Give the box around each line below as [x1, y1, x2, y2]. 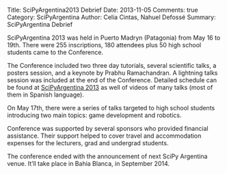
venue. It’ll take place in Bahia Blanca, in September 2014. [7, 160, 170, 167]
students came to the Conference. [7, 48, 104, 56]
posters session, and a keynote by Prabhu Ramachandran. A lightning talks [7, 69, 218, 77]
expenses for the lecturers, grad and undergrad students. [7, 139, 169, 147]
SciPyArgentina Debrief [7, 21, 73, 28]
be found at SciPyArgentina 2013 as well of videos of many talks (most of [7, 84, 213, 91]
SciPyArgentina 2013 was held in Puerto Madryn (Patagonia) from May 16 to [7, 34, 221, 42]
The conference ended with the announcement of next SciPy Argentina [7, 152, 208, 160]
